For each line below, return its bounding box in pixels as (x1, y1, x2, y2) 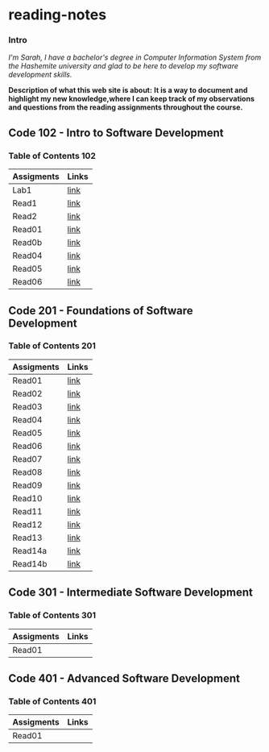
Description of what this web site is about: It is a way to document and (8, 85, 248, 95)
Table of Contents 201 (8, 340, 97, 351)
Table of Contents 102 (8, 150, 97, 161)
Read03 (12, 401, 43, 412)
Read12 (12, 518, 43, 530)
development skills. (8, 70, 72, 80)
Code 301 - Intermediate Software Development (8, 586, 254, 600)
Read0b (12, 237, 43, 248)
